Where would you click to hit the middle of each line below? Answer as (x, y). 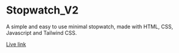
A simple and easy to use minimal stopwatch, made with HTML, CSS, (90, 26)
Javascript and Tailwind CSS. (42, 32)
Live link (16, 44)
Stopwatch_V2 (42, 10)
